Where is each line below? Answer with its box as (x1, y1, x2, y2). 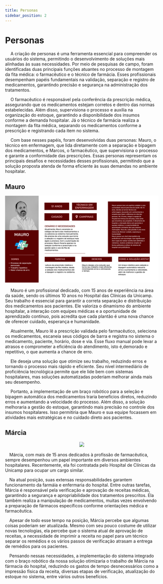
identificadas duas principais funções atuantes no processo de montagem (5, 66, 154, 72)
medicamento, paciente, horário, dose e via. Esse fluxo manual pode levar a (5, 338, 157, 344)
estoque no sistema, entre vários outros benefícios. (5, 573, 109, 579)
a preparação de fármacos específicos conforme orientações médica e (5, 502, 148, 508)
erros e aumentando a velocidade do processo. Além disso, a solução (5, 399, 145, 405)
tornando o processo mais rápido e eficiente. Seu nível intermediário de (5, 363, 149, 369)
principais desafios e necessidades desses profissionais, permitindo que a (5, 158, 155, 164)
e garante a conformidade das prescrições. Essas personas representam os (5, 153, 157, 159)
